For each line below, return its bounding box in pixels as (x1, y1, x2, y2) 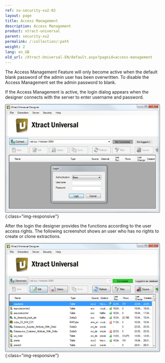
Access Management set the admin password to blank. (5, 79, 116, 85)
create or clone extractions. (5, 233, 61, 239)
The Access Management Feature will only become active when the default (5, 69, 158, 75)
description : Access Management (5, 24, 71, 29)
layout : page (5, 13, 32, 18)
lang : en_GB (5, 49, 29, 54)
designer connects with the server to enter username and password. (5, 94, 144, 100)
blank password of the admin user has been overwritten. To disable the (5, 74, 149, 80)
